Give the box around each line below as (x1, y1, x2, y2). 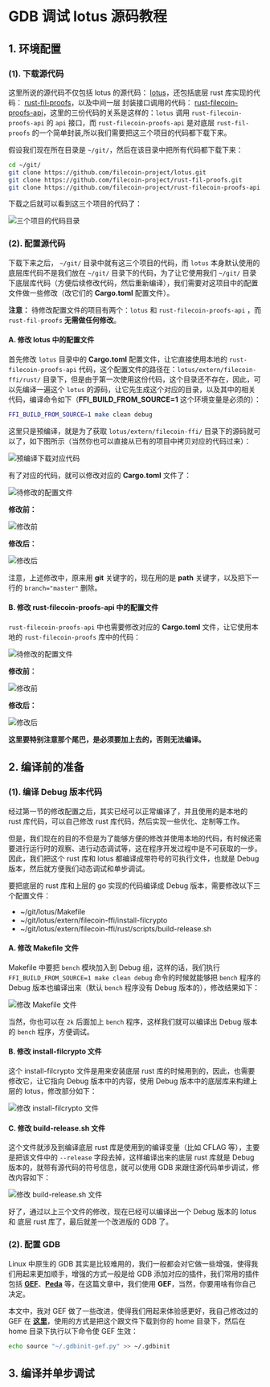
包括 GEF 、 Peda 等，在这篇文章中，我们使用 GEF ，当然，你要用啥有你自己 (8, 1279, 256, 1288)
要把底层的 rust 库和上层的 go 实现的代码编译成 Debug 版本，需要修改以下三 (8, 881, 261, 890)
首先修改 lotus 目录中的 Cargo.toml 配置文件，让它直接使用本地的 (8, 354, 227, 364)
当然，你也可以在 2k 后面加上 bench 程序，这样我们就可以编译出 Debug (8, 1017, 242, 1026)
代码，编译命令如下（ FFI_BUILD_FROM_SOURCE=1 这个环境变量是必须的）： (8, 395, 261, 404)
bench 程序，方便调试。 (17, 1026, 94, 1037)
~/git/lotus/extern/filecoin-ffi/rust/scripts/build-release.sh (19, 923, 211, 933)
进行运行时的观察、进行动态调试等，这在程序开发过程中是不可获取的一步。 (14, 843, 262, 853)
